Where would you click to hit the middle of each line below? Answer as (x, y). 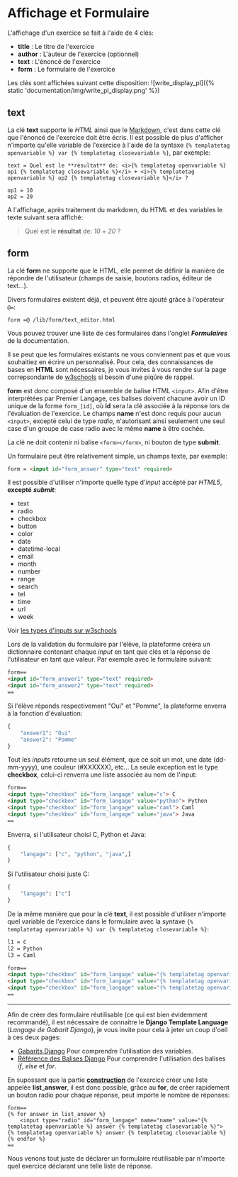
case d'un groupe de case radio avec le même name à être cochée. (106, 428)
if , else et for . (37, 1066)
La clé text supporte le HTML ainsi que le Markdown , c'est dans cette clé (114, 130)
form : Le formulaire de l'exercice (66, 69)
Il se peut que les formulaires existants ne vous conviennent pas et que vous (119, 354)
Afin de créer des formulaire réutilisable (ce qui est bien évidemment (107, 1014)
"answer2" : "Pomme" (49, 740)
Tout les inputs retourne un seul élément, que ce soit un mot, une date (110, 760)
